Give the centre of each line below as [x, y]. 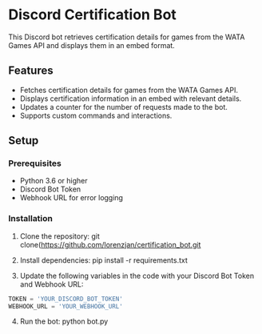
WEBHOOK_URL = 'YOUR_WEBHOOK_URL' [66, 306]
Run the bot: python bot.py [64, 321]
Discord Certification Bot [93, 15]
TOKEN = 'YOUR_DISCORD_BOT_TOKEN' [66, 299]
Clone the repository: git [60, 236]
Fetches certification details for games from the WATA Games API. [129, 90]
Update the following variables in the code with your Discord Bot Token [137, 276]
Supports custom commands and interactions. [96, 115]
